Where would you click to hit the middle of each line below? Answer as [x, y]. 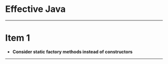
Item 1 [18, 38]
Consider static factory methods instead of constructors [72, 52]
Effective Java [35, 9]
